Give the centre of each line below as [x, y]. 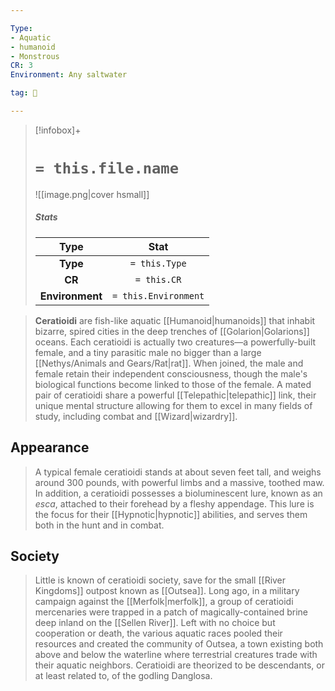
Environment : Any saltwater [69, 75]
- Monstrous [35, 56]
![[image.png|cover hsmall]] [92, 194]
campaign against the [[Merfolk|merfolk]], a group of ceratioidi [164, 602]
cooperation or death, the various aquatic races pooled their [158, 633]
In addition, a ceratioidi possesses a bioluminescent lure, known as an [178, 493]
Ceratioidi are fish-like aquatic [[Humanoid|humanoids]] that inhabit [175, 320]
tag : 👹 [24, 93]
